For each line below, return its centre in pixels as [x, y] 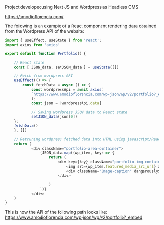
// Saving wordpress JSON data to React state [79, 112]
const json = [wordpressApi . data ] [66, 103]
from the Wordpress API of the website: [45, 31]
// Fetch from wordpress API [43, 76]
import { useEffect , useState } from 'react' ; [53, 40]
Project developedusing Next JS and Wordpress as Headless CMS [72, 7]
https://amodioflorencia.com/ [34, 16]
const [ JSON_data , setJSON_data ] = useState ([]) [66, 67]
